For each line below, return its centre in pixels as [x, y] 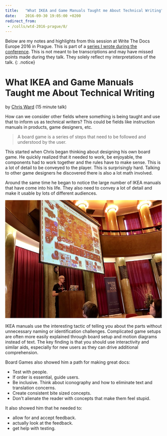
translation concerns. [34, 388]
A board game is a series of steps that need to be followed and [82, 137]
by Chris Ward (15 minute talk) [36, 107]
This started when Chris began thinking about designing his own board [78, 152]
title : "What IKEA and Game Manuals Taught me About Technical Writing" [84, 10]
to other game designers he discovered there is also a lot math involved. [79, 173]
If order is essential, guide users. [46, 377]
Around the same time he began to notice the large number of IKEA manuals [83, 183]
